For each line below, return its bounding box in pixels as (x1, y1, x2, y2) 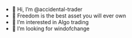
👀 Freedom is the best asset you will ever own (11, 12, 127, 19)
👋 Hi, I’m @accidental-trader (11, 6, 83, 13)
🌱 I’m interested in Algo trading (11, 19, 89, 25)
